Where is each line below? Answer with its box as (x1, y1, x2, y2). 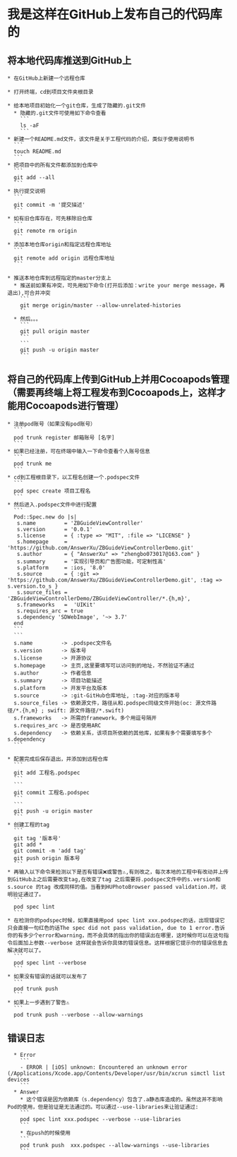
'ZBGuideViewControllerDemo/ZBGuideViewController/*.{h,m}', (7, 595, 191, 602)
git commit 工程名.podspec (13, 789, 90, 796)
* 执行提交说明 (7, 188, 46, 195)
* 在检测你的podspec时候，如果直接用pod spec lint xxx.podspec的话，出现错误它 (7, 916, 226, 924)
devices (7, 1076, 30, 1083)
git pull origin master (20, 328, 90, 335)
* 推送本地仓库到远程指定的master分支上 (7, 274, 111, 281)
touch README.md (13, 148, 61, 155)
